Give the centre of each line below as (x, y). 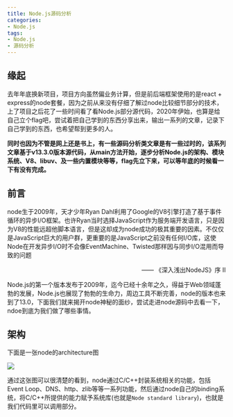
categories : (24, 20)
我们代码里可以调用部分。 (44, 407)
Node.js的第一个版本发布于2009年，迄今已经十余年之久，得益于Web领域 (111, 284)
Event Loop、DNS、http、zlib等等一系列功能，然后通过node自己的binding (113, 389)
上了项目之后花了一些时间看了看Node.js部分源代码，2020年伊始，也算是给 (114, 111)
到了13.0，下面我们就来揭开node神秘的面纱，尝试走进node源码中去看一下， (115, 302)
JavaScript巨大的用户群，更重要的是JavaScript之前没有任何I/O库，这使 (114, 238)
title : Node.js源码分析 (39, 14)
